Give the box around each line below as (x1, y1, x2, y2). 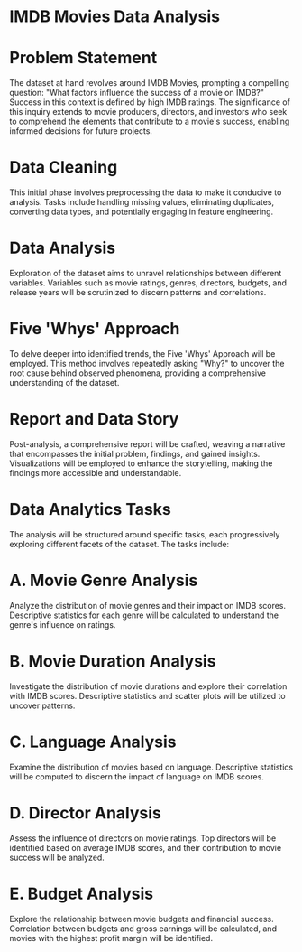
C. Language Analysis (9, 732, 178, 751)
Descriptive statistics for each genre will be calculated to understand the (9, 610, 279, 621)
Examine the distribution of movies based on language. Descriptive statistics (9, 761, 294, 772)
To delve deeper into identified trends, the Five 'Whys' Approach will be (9, 348, 276, 359)
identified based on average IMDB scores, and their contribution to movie (9, 842, 282, 853)
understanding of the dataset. (9, 377, 120, 387)
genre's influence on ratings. (9, 619, 116, 630)
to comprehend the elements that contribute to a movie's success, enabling (9, 116, 290, 127)
